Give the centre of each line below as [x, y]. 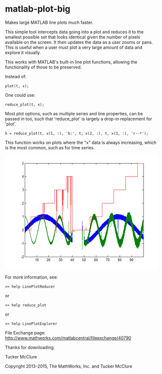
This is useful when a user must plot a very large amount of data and [74, 47]
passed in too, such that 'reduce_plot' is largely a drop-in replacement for [79, 119]
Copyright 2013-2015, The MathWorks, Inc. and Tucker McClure [69, 366]
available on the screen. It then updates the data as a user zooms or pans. [79, 42]
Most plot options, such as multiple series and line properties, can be [74, 113]
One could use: [20, 95]
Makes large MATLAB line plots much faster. [49, 22]
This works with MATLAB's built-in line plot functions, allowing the [71, 62]
